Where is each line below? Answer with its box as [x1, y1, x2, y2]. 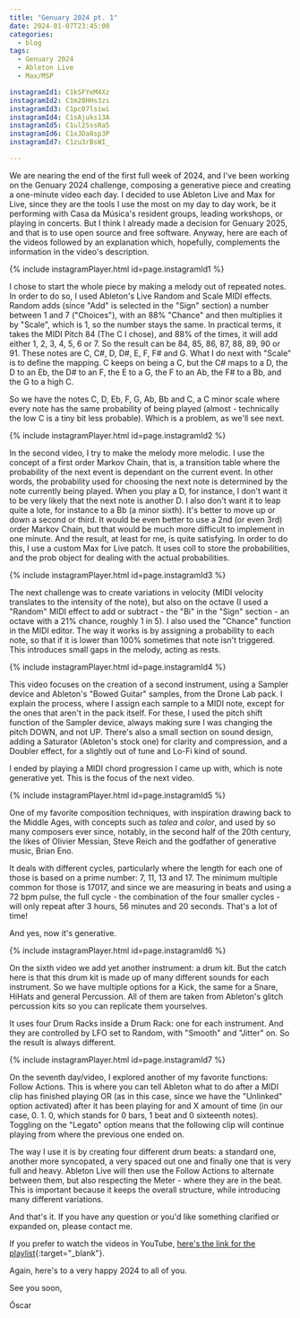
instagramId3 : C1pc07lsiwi [9, 104, 110, 113]
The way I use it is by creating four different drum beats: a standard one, [9, 1146, 277, 1157]
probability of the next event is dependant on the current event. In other [9, 466, 274, 477]
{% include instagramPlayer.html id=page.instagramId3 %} [9, 569, 227, 580]
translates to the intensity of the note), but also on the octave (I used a [9, 596, 269, 607]
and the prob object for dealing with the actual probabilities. [9, 552, 230, 563]
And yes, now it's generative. [9, 927, 116, 938]
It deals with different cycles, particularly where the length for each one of [9, 863, 283, 873]
